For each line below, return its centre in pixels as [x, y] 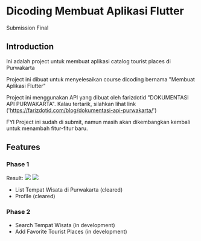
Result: [15, 178]
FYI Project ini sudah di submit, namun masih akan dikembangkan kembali [98, 122]
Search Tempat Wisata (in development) [65, 225]
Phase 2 [18, 212]
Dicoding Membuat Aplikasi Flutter [95, 11]
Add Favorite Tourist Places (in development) [71, 231]
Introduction [30, 47]
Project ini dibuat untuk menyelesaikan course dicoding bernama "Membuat [101, 79]
